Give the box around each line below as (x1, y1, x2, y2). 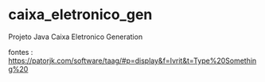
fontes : (8, 47, 33, 57)
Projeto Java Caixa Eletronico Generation (8, 32, 143, 41)
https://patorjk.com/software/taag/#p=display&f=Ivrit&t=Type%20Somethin (8, 56, 257, 65)
